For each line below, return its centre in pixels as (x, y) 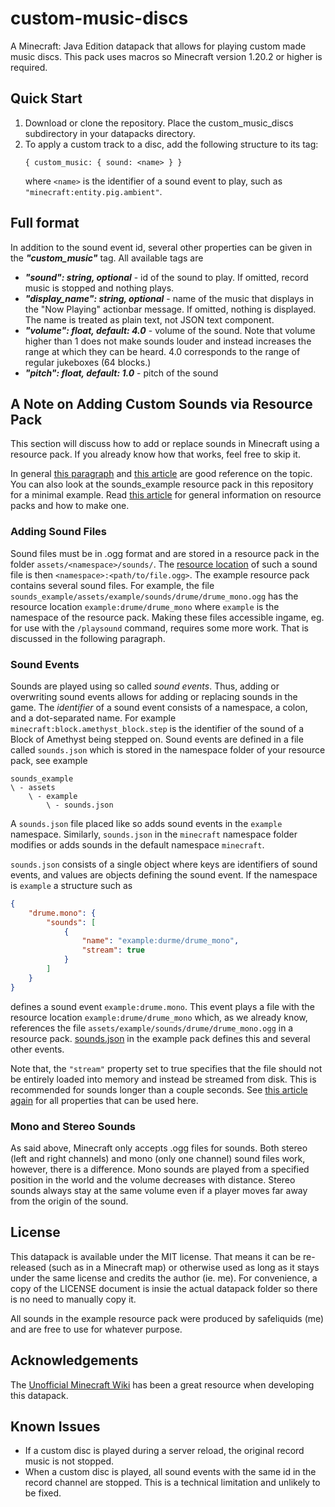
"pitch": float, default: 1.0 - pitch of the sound (121, 373)
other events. (37, 1049)
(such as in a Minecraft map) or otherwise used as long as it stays (184, 1267)
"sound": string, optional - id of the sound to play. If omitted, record (166, 277)
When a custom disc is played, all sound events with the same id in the (170, 1472)
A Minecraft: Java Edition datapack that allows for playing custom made (158, 46)
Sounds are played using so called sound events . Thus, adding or (145, 686)
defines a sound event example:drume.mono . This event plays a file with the (162, 1006)
